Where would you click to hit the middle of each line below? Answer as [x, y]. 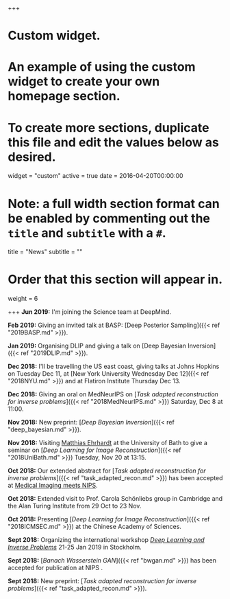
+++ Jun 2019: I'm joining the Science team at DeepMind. [90, 312]
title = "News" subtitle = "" [45, 252]
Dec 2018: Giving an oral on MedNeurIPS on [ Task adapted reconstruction [113, 394]
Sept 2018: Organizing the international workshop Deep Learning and [106, 540]
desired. [32, 157]
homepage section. [64, 96]
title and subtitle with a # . [87, 233]
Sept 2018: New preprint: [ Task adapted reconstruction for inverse [102, 581]
